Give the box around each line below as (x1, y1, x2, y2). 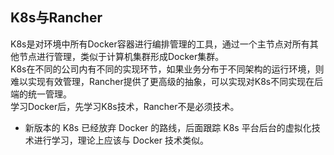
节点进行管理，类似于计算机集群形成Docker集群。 (18, 50, 225, 62)
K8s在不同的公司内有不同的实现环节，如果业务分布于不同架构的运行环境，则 (10, 63, 325, 75)
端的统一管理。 (10, 88, 72, 100)
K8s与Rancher (10, 9, 103, 27)
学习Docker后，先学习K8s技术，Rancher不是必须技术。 (10, 100, 240, 112)
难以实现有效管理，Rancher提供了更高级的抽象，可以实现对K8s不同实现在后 (10, 75, 324, 87)
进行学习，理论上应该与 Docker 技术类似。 (33, 134, 209, 146)
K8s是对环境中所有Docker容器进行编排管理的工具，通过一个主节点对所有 (10, 38, 310, 50)
